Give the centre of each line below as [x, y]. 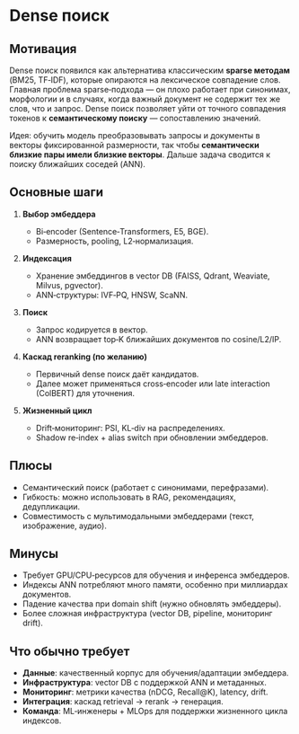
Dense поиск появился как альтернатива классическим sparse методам [149, 70]
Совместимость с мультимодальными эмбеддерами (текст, [138, 516]
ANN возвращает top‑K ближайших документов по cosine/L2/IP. [158, 339]
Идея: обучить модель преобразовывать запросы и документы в [135, 135]
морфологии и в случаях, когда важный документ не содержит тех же [145, 99]
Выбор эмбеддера [59, 214]
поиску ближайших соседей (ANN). [78, 164]
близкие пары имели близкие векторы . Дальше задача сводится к [140, 155]
